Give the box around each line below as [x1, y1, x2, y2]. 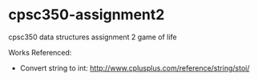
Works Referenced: [8, 47, 72, 57]
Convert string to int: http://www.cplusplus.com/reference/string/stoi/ [19, 63, 250, 73]
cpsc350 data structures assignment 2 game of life [8, 32, 178, 42]
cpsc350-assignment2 [8, 6, 165, 24]
